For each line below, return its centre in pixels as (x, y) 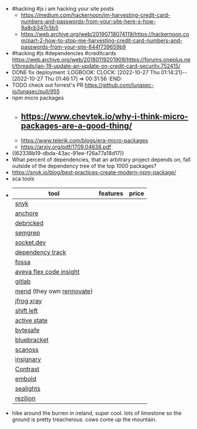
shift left (26, 310)
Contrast (27, 369)
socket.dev (30, 242)
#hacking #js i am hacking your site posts (63, 9)
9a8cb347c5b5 (39, 28)
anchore (27, 213)
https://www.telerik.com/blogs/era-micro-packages (84, 140)
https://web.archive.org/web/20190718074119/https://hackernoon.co (105, 34)
